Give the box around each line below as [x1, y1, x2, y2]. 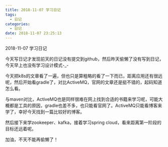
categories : [5, 21, 30, 27]
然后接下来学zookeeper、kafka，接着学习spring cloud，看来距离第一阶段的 [5, 119, 162, 125]
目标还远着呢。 [5, 126, 36, 131]
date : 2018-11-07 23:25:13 [5, 31, 62, 36]
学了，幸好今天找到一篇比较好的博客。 [5, 109, 85, 115]
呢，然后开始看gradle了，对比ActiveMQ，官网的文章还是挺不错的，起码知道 [5, 79, 162, 85]
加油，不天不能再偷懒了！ [5, 136, 58, 142]
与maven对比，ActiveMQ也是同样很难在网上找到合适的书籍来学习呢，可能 [5, 96, 158, 102]
